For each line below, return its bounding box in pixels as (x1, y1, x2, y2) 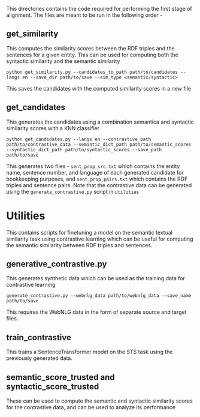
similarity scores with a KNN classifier (6, 124, 100, 131)
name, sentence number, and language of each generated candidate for (6, 169, 184, 176)
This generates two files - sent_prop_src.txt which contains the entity (6, 162, 180, 170)
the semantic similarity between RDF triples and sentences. (6, 241, 153, 248)
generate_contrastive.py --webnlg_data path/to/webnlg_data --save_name (6, 293, 192, 299)
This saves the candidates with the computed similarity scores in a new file (6, 85, 192, 92)
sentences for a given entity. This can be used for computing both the (6, 51, 178, 58)
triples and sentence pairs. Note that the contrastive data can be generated (6, 181, 192, 188)
